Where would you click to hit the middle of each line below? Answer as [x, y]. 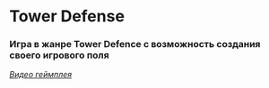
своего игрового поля [59, 55]
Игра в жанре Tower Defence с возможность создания [135, 44]
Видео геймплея [41, 75]
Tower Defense [67, 16]
